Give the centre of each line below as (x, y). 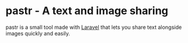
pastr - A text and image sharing (87, 11)
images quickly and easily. (38, 33)
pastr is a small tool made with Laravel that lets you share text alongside (94, 27)
